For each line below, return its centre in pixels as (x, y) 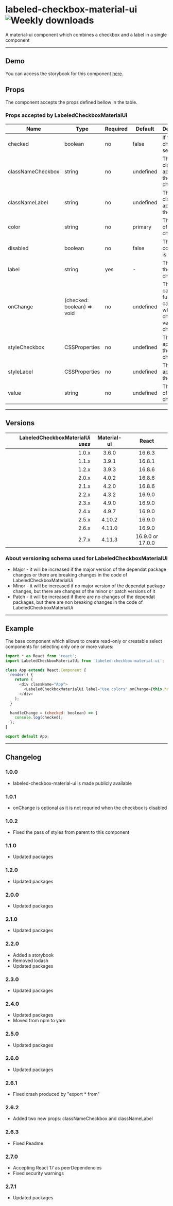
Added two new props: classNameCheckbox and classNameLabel (83, 1118)
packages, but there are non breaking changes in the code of (78, 602)
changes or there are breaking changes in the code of (70, 574)
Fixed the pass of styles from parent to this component (71, 832)
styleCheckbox (26, 347)
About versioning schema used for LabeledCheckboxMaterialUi (86, 558)
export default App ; (28, 737)
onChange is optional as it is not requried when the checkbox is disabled (90, 808)
